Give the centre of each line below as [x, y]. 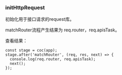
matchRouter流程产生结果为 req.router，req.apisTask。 [63, 30]
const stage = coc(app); [31, 50]
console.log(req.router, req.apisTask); [53, 59]
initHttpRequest [25, 8]
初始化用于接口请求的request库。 [40, 19]
